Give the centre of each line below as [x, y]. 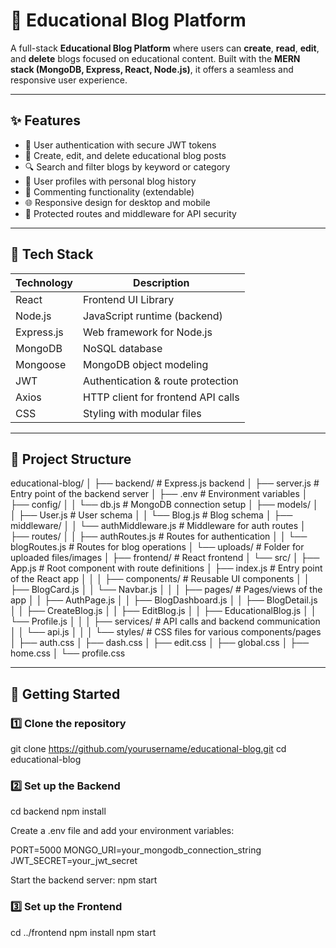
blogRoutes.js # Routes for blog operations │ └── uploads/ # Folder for [157, 547]
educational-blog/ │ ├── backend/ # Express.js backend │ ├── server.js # [165, 483]
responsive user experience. [69, 80]
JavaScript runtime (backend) [153, 316]
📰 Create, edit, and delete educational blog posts [125, 155]
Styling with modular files [142, 413]
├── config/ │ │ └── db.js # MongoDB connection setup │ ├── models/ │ [164, 505]
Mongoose [41, 364]
